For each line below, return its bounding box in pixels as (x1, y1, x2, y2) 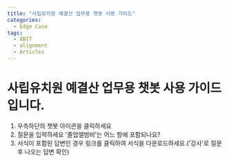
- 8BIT (13, 36, 32, 43)
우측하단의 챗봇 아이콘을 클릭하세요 (17, 121, 112, 130)
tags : (7, 29, 23, 37)
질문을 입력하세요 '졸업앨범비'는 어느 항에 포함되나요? (17, 130, 161, 139)
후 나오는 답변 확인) (17, 148, 70, 156)
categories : (7, 17, 41, 23)
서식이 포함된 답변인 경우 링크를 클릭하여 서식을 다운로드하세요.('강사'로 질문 (17, 139, 222, 147)
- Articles (13, 49, 45, 56)
